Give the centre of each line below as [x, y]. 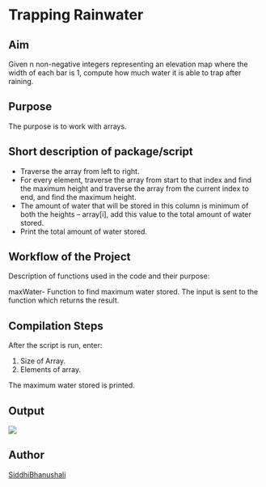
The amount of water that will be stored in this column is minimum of [134, 205]
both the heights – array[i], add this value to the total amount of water [136, 214]
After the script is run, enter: [55, 345]
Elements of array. [51, 370]
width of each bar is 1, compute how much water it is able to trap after [125, 73]
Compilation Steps [56, 326]
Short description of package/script [101, 152]
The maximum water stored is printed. [72, 385]
